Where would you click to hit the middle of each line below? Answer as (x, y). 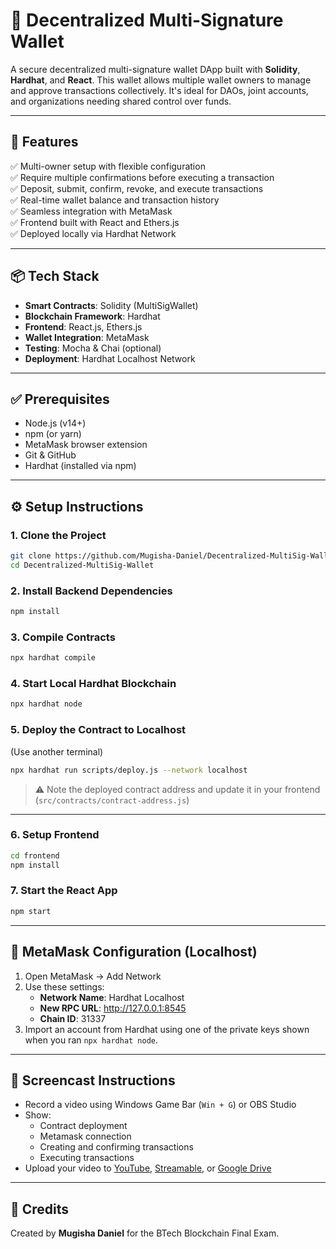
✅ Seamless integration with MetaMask (91, 211)
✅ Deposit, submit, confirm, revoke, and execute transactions (137, 188)
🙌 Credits (40, 1209)
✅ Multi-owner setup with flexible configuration (108, 166)
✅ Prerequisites (60, 399)
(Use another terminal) (57, 751)
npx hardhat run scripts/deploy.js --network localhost (129, 770)
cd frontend (35, 855)
